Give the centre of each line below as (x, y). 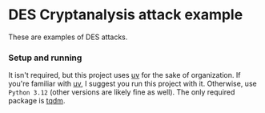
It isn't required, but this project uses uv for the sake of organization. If (124, 75)
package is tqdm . (37, 101)
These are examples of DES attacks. (68, 37)
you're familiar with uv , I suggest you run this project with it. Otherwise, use (133, 84)
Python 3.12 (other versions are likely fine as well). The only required (122, 92)
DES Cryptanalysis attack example (126, 15)
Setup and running (45, 58)
